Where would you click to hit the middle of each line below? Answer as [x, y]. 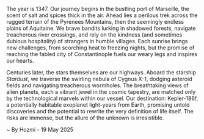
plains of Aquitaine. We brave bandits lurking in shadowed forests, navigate [101, 28]
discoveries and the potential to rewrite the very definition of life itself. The [100, 111]
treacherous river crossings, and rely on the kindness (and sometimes [94, 35]
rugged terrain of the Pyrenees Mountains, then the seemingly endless [95, 22]
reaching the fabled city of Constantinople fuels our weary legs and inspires [102, 54]
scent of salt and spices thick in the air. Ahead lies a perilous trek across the [102, 15]
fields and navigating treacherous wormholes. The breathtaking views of [98, 85]
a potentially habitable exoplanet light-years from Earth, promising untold [98, 105]
